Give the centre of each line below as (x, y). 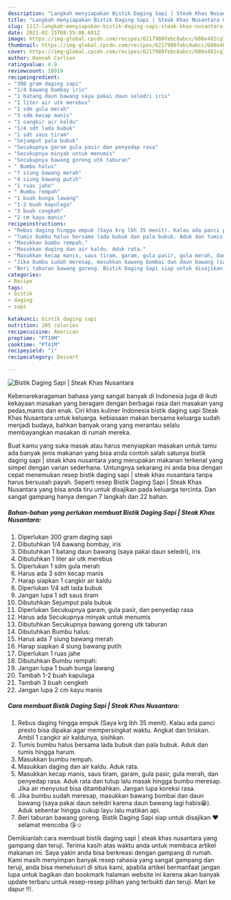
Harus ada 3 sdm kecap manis (61, 573)
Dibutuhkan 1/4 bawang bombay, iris (69, 544)
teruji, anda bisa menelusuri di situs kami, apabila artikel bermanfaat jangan (114, 867)
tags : (15, 288)
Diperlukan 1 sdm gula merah (59, 565)
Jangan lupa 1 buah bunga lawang (66, 668)
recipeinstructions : (37, 223)
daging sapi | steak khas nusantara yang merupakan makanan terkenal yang (115, 460)
